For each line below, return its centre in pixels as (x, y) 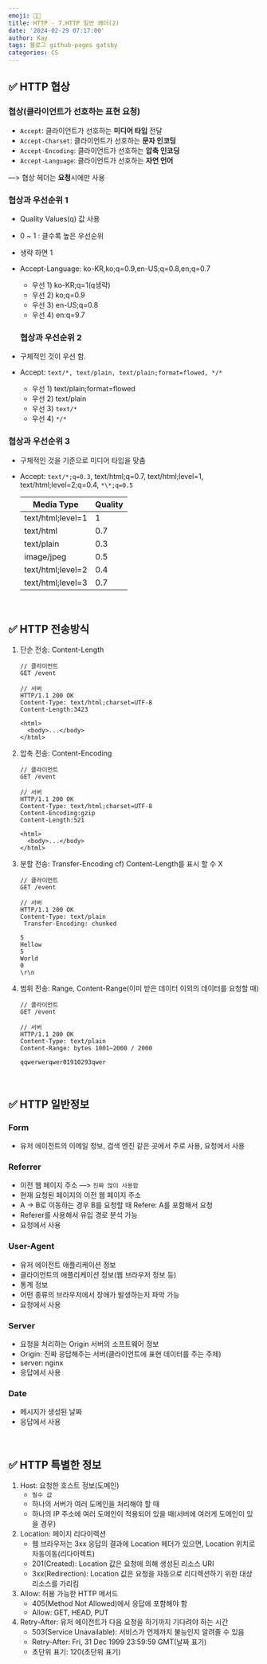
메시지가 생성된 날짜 (51, 1412)
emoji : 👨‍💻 (25, 16)
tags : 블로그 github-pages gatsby (63, 45)
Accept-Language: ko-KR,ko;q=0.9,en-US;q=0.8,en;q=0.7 (115, 269)
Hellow (31, 945)
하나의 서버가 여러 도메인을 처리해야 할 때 (96, 1504)
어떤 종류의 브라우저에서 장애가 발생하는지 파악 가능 (100, 1294)
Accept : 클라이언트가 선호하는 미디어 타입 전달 (91, 130)
